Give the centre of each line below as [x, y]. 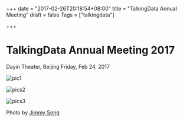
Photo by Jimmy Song [33, 113]
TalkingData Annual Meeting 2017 [91, 50]
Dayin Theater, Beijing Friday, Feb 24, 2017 [58, 66]
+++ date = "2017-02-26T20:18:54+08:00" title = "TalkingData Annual [91, 9]
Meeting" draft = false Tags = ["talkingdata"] [61, 15]
